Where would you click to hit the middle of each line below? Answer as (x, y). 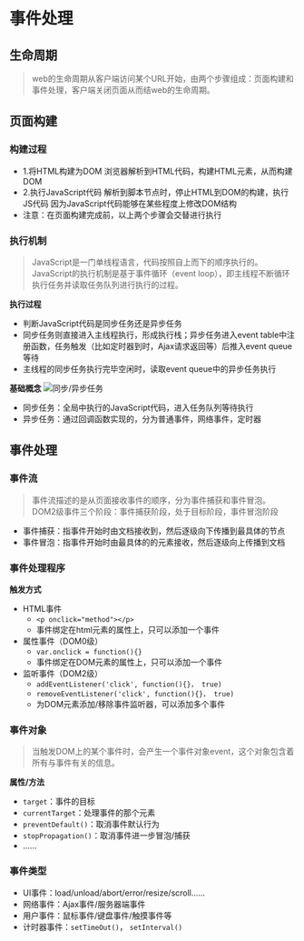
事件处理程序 (38, 567)
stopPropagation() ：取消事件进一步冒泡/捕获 (106, 836)
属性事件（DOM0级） (63, 641)
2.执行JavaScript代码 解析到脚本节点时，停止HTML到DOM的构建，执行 (156, 192)
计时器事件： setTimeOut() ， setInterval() (103, 926)
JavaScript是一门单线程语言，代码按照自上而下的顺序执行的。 (147, 262)
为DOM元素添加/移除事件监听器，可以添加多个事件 (131, 704)
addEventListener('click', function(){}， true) (129, 684)
